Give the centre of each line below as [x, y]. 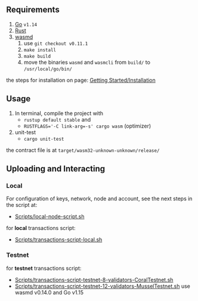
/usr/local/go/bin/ [48, 69]
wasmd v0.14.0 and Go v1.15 [49, 292]
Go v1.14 [26, 24]
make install [40, 50]
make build [37, 56]
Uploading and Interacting [56, 169]
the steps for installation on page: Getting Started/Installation [81, 80]
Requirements [33, 10]
